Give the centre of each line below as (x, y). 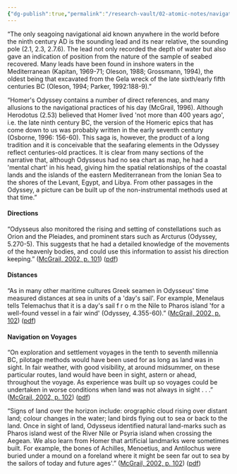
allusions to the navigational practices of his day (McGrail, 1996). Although (115, 107)
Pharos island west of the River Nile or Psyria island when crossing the (110, 433)
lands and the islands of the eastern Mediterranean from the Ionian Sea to (115, 175)
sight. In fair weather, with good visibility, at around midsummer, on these (114, 368)
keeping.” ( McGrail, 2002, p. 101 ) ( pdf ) (63, 258)
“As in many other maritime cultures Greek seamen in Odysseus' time (108, 291)
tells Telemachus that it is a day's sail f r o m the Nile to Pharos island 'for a (116, 306)
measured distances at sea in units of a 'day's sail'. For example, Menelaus (116, 298)
